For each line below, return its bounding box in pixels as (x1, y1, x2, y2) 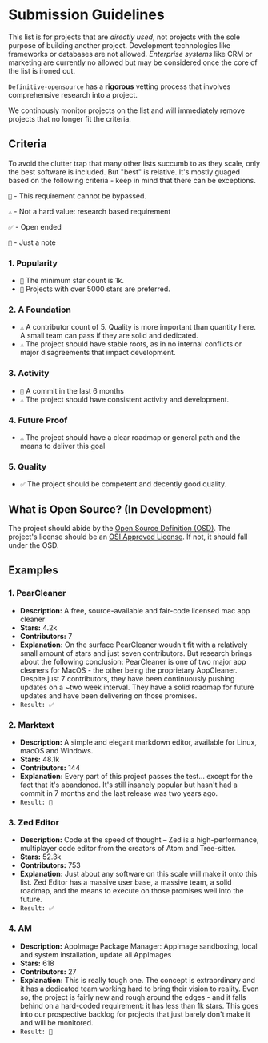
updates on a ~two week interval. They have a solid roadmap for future (19, 682, 254, 692)
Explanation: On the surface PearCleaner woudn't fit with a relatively (19, 640, 248, 649)
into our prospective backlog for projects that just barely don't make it (19, 1009, 250, 1019)
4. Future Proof (8, 414, 68, 426)
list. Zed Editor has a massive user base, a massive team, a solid (19, 877, 232, 887)
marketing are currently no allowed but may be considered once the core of (8, 58, 258, 67)
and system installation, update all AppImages (19, 949, 172, 959)
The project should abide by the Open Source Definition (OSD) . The (8, 524, 231, 533)
